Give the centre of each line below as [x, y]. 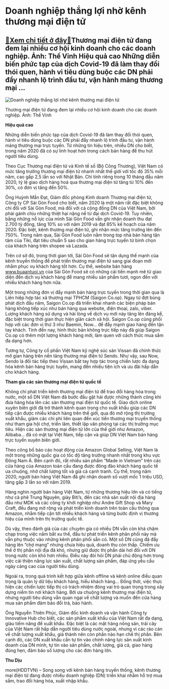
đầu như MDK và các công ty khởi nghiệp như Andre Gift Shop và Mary [79, 503]
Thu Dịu [14, 660]
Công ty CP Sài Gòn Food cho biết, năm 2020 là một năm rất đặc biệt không [84, 203]
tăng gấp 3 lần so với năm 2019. [38, 482]
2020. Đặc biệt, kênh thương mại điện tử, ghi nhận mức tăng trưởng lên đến [83, 230]
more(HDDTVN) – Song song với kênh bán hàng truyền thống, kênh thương [83, 670]
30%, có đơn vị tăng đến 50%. [37, 188]
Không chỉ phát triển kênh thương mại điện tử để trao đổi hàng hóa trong [80, 392]
